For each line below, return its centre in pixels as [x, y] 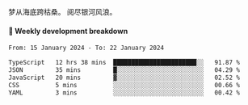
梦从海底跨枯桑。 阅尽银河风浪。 [63, 12]
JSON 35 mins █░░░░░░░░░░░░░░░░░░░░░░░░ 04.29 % [124, 70]
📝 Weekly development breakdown [68, 31]
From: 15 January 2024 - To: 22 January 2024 [86, 48]
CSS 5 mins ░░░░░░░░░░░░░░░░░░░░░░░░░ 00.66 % [124, 85]
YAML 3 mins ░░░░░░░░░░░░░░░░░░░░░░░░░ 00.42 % [124, 92]
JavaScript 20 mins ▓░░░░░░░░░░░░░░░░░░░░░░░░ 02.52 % [124, 78]
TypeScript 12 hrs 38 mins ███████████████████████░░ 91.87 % [124, 63]
